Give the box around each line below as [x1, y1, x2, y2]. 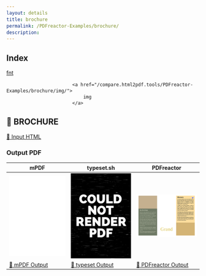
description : [6, 29, 40, 36]
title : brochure [6, 16, 48, 23]
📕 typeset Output [71, 261, 114, 268]
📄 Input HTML [6, 132, 42, 140]
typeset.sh [86, 164, 115, 171]
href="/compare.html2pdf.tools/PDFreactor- [80, 82, 193, 88]
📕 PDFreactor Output [135, 261, 189, 268]
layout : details [6, 10, 48, 16]
